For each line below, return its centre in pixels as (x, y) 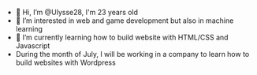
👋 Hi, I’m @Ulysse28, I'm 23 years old (77, 12)
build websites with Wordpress (65, 62)
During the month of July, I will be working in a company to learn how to (132, 54)
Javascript (33, 46)
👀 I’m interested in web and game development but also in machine (125, 21)
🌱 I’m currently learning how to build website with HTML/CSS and (122, 37)
